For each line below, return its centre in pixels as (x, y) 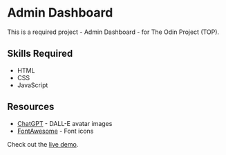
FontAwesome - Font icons (55, 131)
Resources (31, 107)
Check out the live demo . (43, 144)
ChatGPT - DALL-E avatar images (65, 123)
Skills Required (40, 54)
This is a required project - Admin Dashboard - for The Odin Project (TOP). (113, 32)
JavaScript (32, 85)
